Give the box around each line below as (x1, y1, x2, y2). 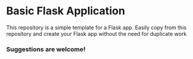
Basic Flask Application (6, 4, 125, 18)
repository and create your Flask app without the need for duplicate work (6, 30, 187, 37)
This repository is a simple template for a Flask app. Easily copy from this (6, 24, 187, 31)
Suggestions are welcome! (6, 45, 86, 53)
